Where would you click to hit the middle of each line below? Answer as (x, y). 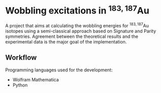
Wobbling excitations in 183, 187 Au (77, 10)
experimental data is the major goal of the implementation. (66, 41)
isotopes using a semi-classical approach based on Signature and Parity (81, 31)
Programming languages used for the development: (59, 70)
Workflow (21, 58)
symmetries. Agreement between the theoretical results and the (72, 36)
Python (20, 85)
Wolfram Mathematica (36, 79)
